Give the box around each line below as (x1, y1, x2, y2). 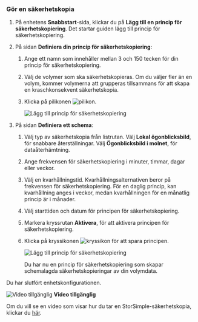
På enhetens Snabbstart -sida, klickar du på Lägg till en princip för (15, 19, 182, 26)
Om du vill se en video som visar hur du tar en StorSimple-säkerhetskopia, (6, 303, 192, 310)
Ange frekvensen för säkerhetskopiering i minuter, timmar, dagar (24, 158, 185, 165)
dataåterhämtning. (24, 146, 71, 154)
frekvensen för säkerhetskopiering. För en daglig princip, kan (24, 183, 177, 190)
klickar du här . (6, 309, 42, 317)
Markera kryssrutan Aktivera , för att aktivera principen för (24, 219, 170, 227)
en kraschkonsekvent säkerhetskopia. (24, 86, 119, 94)
